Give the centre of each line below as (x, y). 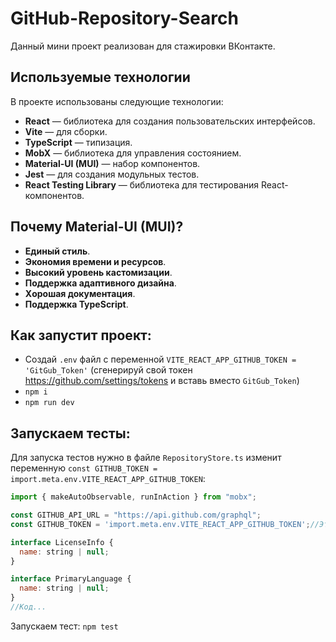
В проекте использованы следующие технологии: (117, 101)
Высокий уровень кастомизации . (98, 272)
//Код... (28, 607)
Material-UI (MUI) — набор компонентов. (112, 163)
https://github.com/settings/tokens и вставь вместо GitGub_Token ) (162, 381)
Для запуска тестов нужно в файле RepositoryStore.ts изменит (146, 458)
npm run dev (49, 403)
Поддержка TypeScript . (76, 304)
